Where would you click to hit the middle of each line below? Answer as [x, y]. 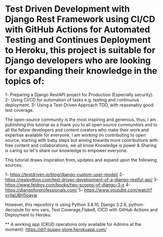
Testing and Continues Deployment [78, 40]
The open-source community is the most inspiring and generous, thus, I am [81, 119]
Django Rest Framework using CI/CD [80, 19]
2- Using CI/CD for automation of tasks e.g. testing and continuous [72, 100]
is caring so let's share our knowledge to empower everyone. [66, 150]
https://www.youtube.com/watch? [118, 190]
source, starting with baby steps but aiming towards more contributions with [81, 140]
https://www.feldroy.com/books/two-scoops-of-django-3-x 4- [68, 185]
